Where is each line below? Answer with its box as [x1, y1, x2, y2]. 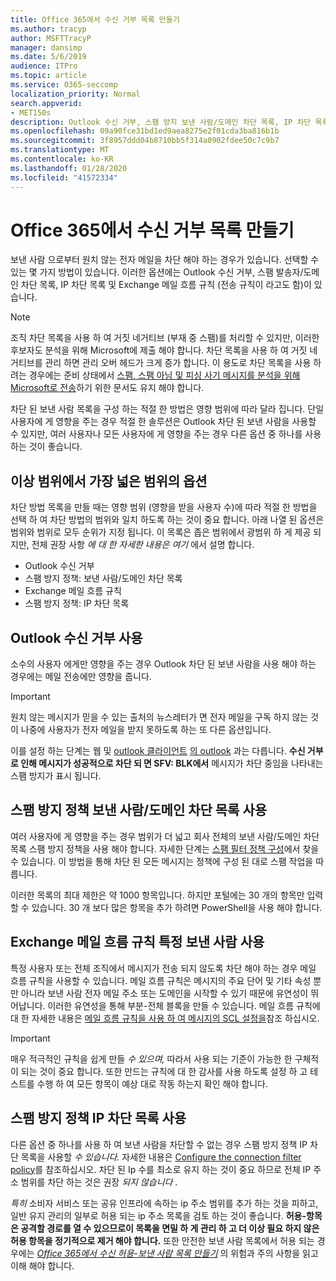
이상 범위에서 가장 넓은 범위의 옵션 [10, 472, 208, 490]
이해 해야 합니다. [10, 1259, 75, 1271]
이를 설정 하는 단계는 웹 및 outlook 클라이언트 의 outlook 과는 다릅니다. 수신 [10, 745, 306, 757]
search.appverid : [10, 98, 83, 108]
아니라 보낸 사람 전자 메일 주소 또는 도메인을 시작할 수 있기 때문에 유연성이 [20, 987, 309, 999]
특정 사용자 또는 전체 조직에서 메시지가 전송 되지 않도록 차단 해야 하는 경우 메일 [10, 962, 317, 974]
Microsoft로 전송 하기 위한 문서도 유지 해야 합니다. [10, 382, 205, 394]
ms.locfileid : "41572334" [10, 172, 118, 183]
